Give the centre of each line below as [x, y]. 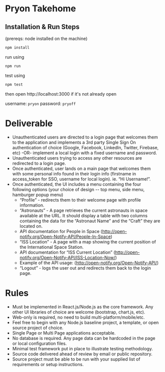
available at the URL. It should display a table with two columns [83, 215]
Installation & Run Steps [42, 27]
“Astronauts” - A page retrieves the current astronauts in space [83, 210]
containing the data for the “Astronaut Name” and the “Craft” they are [90, 221]
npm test [14, 84]
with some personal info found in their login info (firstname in [74, 173]
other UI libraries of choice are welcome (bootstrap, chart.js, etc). [79, 312]
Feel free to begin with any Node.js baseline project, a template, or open [85, 322]
